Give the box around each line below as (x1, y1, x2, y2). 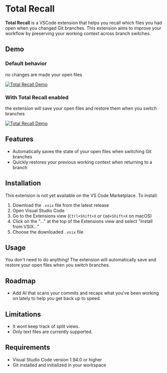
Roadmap (5, 276, 36, 285)
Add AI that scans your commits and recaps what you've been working (12, 290, 159, 296)
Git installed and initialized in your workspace (12, 362, 106, 368)
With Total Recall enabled (5, 94, 69, 101)
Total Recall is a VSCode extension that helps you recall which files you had (5, 20, 162, 26)
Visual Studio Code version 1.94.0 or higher (12, 356, 102, 362)
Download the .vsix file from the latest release (12, 202, 109, 208)
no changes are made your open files (5, 71, 83, 78)
